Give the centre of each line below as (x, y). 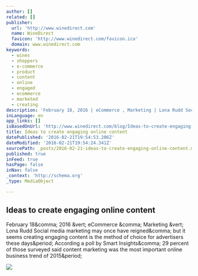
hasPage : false (25, 165)
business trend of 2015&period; (44, 255)
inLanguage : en (25, 115)
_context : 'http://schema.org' (44, 176)
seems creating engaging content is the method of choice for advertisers (95, 237)
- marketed (25, 99)
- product (23, 72)
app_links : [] (24, 121)
